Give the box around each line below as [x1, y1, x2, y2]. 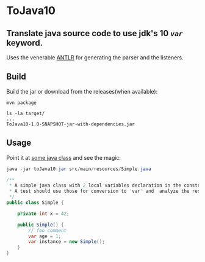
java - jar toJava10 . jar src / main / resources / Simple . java [6, 166, 151, 172]
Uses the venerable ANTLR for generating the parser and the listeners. [6, 54, 184, 61]
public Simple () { [17, 222, 64, 228]
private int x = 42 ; [17, 211, 70, 217]
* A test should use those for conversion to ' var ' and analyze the [9, 188, 190, 195]
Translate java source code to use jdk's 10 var [6, 28, 183, 39]
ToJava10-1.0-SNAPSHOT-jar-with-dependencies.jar [6, 121, 135, 127]
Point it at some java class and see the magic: [6, 154, 121, 161]
